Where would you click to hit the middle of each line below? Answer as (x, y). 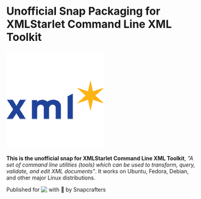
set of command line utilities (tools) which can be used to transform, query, (101, 165)
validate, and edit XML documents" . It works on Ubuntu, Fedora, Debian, (97, 171)
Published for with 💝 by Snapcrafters (56, 189)
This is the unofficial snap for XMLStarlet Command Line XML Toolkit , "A (100, 158)
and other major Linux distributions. (51, 178)
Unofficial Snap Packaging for (83, 11)
